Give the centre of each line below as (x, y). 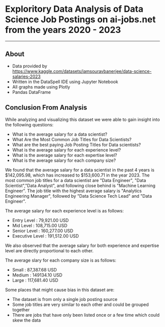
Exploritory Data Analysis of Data (74, 9)
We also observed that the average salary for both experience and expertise (82, 245)
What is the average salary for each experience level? (67, 150)
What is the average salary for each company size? (64, 160)
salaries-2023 (26, 76)
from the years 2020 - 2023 (63, 30)
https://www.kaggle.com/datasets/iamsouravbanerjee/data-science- (82, 71)
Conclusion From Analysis (46, 107)
